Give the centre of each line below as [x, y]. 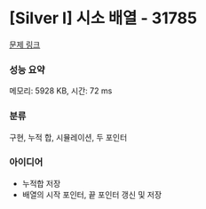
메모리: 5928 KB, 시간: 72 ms [61, 91]
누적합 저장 [41, 183]
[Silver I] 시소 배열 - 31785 [103, 18]
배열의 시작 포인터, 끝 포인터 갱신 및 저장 [92, 194]
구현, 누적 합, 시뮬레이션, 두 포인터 [68, 137]
